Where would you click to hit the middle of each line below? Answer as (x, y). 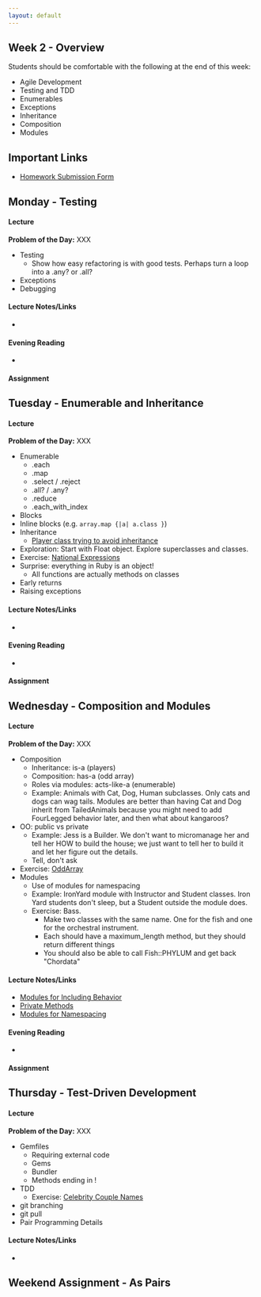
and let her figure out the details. (85, 852)
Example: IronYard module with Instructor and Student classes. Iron (141, 894)
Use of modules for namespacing (86, 886)
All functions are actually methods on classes (105, 574)
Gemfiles (34, 1146)
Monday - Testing (53, 202)
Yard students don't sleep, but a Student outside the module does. (139, 903)
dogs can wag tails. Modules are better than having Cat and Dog (136, 801)
